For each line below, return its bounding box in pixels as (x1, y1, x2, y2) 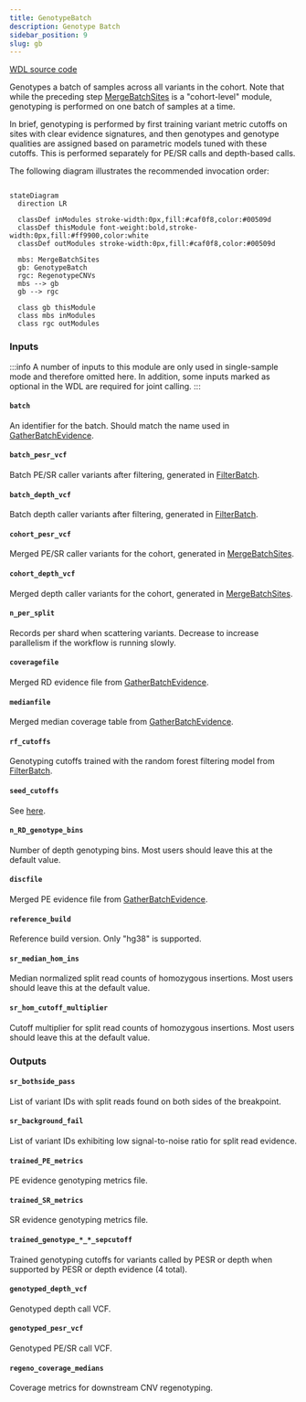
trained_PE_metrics (9, 1156, 84, 1165)
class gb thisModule (17, 303, 96, 313)
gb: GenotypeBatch (17, 263, 89, 272)
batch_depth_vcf (9, 490, 71, 499)
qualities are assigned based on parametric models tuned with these (9, 138, 268, 149)
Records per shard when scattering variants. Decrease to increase (9, 627, 259, 638)
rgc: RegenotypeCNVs (17, 271, 96, 281)
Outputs (9, 1055, 47, 1067)
